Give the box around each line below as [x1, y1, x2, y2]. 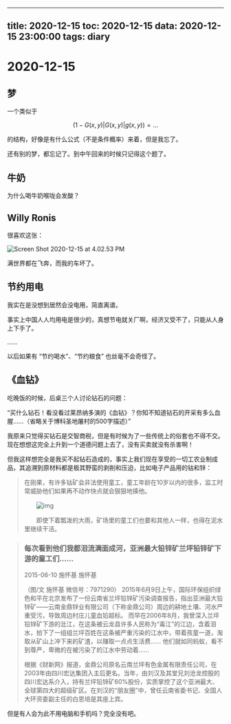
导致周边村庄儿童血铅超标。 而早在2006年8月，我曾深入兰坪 [47, 611, 220, 619]
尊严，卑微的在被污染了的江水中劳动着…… [30, 645, 149, 654]
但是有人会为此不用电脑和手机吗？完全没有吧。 [7, 709, 140, 717]
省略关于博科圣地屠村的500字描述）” [30, 417, 131, 425]
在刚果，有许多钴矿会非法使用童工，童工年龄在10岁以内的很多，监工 [23, 478, 218, 486]
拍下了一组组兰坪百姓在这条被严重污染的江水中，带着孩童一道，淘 [36, 628, 223, 637]
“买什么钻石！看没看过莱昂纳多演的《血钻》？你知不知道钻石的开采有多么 [7, 408, 215, 417]
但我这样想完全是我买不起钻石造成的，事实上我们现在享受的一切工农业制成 [7, 455, 218, 463]
